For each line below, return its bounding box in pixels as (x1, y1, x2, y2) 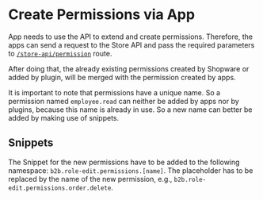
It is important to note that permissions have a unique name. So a (8, 87, 220, 97)
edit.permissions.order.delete (8, 184, 112, 192)
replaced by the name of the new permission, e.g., (8, 174, 173, 183)
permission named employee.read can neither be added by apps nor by (8, 96, 239, 106)
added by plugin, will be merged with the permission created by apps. (8, 72, 236, 82)
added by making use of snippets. (8, 113, 120, 122)
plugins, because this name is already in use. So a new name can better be (8, 105, 253, 114)
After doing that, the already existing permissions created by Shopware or (8, 63, 250, 73)
